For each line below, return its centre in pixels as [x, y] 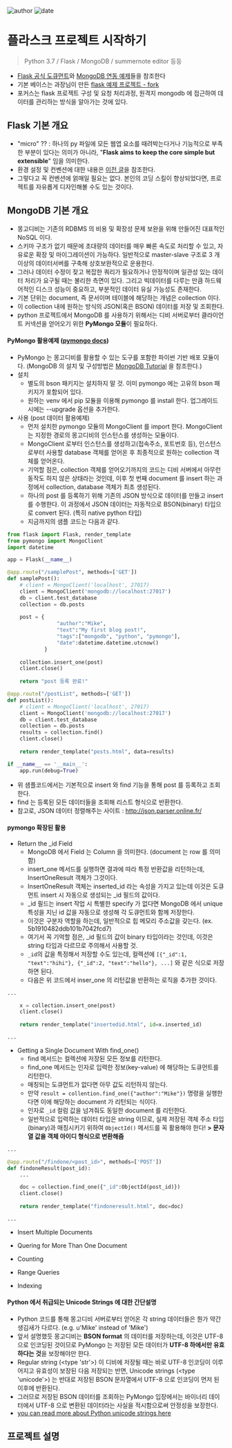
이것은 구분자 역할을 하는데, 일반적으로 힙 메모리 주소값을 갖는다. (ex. [120, 921]
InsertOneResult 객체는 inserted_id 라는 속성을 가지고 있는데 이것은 [119, 886]
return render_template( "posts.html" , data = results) [97, 752]
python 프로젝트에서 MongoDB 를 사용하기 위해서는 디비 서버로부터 [108, 315]
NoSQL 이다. [35, 237]
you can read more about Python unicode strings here [94, 1413]
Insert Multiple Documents [55, 1232]
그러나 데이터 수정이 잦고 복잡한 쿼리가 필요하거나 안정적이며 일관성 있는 [114, 271]
